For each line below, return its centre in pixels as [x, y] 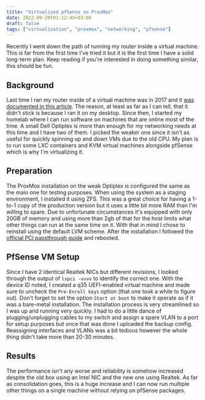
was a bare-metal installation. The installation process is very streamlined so [103, 304]
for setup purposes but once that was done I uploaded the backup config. [99, 324]
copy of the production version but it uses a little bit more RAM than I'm [107, 205]
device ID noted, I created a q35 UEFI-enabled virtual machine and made [98, 284]
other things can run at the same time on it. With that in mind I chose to [96, 224]
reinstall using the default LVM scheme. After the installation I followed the [100, 231]
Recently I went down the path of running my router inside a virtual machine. [102, 46]
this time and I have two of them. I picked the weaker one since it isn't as [98, 133]
